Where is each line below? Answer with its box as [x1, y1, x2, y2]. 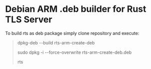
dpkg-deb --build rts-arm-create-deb [17, 39, 95, 45]
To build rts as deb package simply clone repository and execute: [5, 30, 140, 36]
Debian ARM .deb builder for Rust [5, 3, 147, 15]
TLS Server [5, 14, 52, 25]
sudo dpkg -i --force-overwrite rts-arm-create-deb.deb [17, 49, 132, 55]
